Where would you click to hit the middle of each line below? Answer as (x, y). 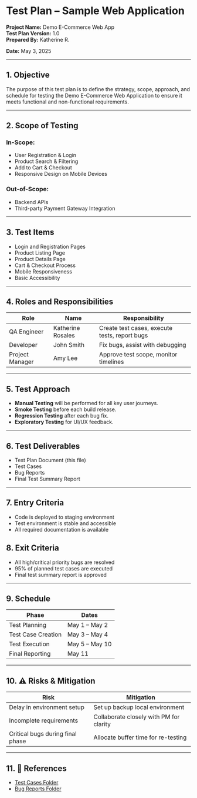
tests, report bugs (123, 335)
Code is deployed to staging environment (64, 517)
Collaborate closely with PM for (137, 717)
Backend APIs (31, 202)
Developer (23, 345)
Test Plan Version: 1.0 (33, 33)
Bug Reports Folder (38, 789)
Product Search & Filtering (46, 161)
